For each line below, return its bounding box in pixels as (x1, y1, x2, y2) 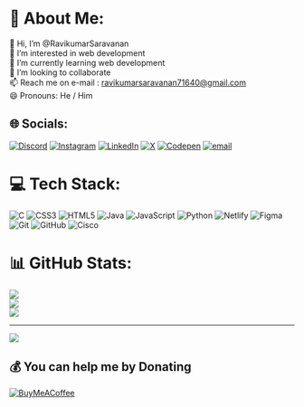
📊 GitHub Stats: (9, 252, 133, 273)
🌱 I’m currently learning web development (9, 57, 166, 68)
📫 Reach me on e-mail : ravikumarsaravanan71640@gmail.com (9, 77, 247, 88)
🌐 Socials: (9, 117, 69, 132)
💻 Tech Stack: (9, 174, 121, 194)
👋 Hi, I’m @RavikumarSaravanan (9, 38, 129, 49)
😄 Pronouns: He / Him (9, 90, 93, 100)
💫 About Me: (9, 8, 105, 29)
